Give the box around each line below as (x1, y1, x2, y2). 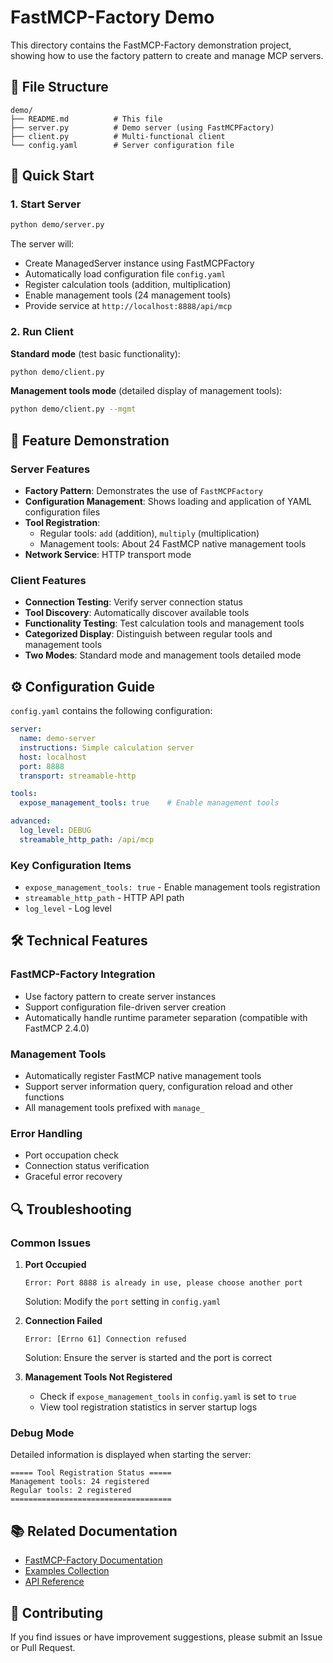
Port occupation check (24, 1149, 119, 1161)
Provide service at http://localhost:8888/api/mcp (24, 300, 233, 312)
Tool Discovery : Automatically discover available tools (24, 607, 250, 619)
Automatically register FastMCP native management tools (24, 1070, 262, 1082)
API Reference (24, 1576, 85, 1588)
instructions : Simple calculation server (19, 742, 195, 753)
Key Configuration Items (10, 858, 132, 872)
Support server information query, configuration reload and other (24, 1081, 293, 1093)
